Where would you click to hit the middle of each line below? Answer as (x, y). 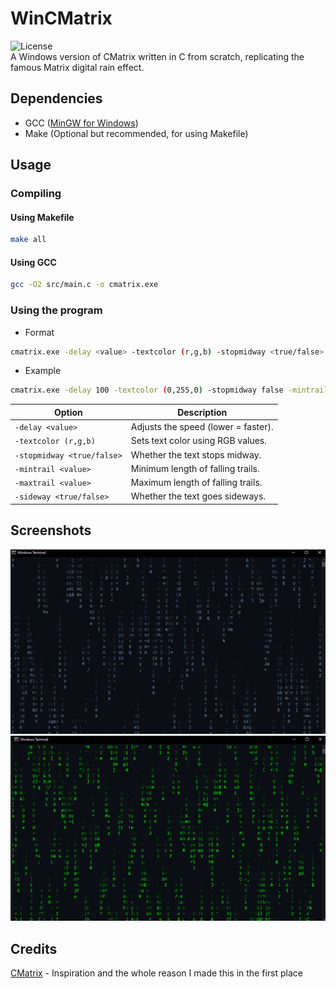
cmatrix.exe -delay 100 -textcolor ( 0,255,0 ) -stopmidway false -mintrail (169, 390)
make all (28, 240)
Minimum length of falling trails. (195, 468)
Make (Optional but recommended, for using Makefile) (136, 133)
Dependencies (56, 98)
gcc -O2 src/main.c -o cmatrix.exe (84, 285)
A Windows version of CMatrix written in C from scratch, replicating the (157, 56)
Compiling (36, 194)
